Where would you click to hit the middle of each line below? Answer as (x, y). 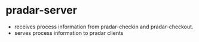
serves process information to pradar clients (69, 33)
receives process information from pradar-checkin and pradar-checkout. (104, 27)
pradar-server (41, 10)
